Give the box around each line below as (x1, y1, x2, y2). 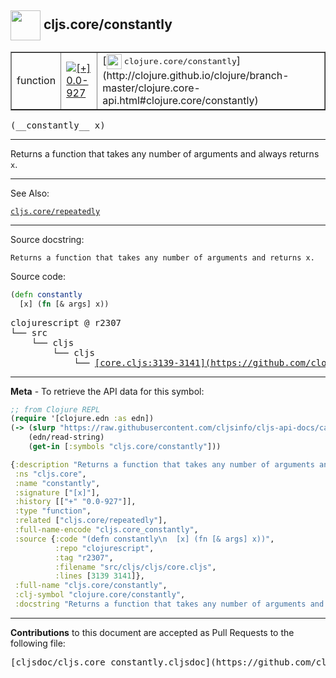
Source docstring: (10, 233, 85, 245)
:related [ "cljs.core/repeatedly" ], (14, 516, 168, 526)
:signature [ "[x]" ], (14, 487, 101, 498)
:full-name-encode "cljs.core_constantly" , (14, 525, 199, 535)
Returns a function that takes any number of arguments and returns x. (10, 252, 315, 263)
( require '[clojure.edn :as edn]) (10, 414, 155, 424)
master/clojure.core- (102, 81, 201, 95)
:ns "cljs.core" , (14, 469, 87, 479)
